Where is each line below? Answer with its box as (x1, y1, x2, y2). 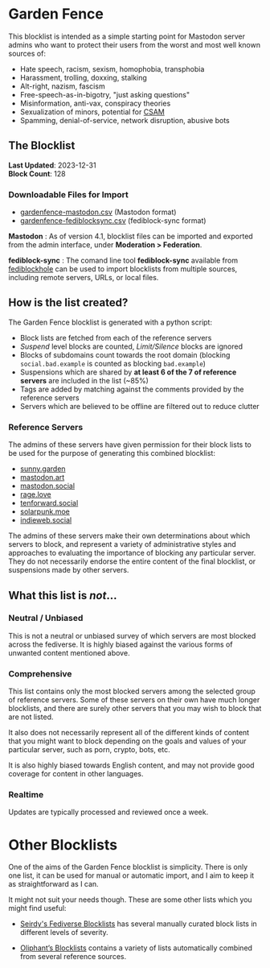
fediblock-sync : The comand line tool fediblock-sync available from (8, 255, 239, 266)
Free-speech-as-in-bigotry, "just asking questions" (19, 89, 190, 99)
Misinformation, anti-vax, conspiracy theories (19, 98, 171, 108)
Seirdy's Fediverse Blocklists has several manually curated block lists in (19, 919, 257, 929)
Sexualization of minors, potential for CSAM (19, 106, 165, 117)
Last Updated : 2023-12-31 (8, 160, 96, 170)
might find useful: (8, 904, 67, 913)
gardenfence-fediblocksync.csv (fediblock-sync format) (19, 216, 207, 225)
